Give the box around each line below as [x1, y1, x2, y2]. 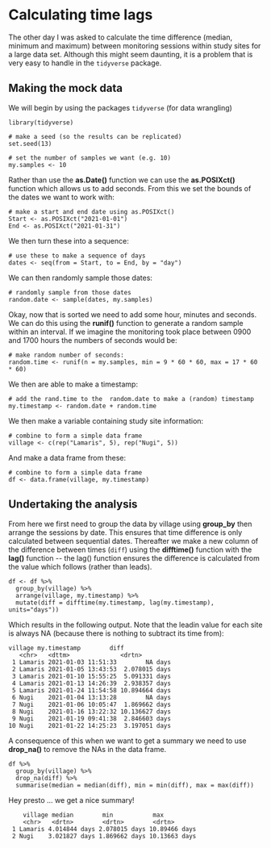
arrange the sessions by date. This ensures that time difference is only [8, 527, 243, 537]
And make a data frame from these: [8, 453, 127, 462]
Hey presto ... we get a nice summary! [8, 795, 135, 804]
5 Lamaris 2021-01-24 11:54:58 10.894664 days [11, 686, 172, 695]
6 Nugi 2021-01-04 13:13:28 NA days [11, 693, 172, 701]
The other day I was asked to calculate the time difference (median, [8, 32, 232, 42]
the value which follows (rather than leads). [8, 562, 152, 571]
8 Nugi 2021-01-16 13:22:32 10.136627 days [11, 708, 172, 716]
